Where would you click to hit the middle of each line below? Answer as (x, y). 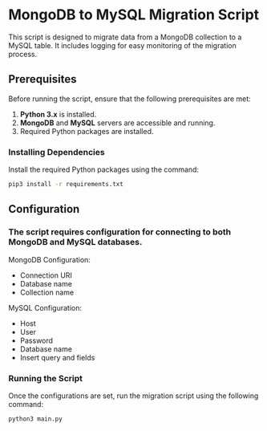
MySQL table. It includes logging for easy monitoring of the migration (122, 45)
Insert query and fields (57, 357)
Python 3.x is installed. (58, 114)
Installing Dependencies (57, 152)
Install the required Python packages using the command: (103, 169)
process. (23, 54)
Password (36, 340)
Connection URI (46, 275)
